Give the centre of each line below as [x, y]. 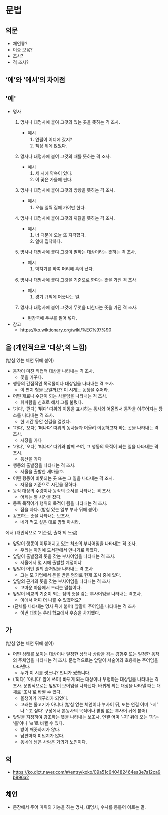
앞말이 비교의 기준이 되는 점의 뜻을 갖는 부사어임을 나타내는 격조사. [77, 594]
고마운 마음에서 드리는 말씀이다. [51, 588]
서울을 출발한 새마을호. [42, 472]
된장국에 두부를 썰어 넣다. [52, 318]
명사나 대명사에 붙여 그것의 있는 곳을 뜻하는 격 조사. [70, 122]
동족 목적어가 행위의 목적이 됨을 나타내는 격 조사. [60, 503]
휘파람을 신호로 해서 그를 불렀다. [51, 402]
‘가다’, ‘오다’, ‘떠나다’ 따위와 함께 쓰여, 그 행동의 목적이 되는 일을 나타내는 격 [86, 447]
